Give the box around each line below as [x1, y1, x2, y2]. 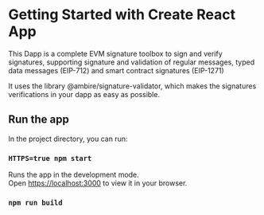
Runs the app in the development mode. [8, 170, 139, 180]
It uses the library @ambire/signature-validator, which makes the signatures [8, 81, 257, 91]
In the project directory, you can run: [8, 134, 128, 143]
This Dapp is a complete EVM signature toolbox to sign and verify [8, 49, 223, 58]
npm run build [8, 197, 63, 207]
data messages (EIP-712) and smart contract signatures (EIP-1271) [8, 65, 224, 75]
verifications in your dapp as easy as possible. [8, 89, 161, 99]
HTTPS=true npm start [8, 154, 92, 162]
